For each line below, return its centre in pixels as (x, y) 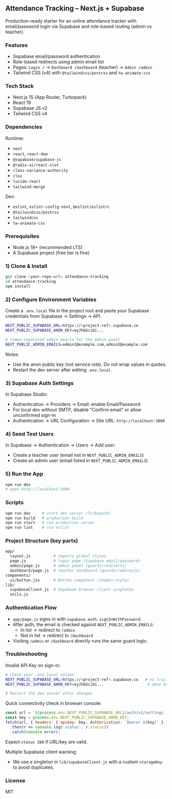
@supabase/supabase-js (37, 159)
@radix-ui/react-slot (36, 165)
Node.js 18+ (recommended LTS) (48, 247)
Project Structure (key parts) (42, 541)
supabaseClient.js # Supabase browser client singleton (72, 590)
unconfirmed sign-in (34, 415)
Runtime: (15, 138)
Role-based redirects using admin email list (58, 62)
